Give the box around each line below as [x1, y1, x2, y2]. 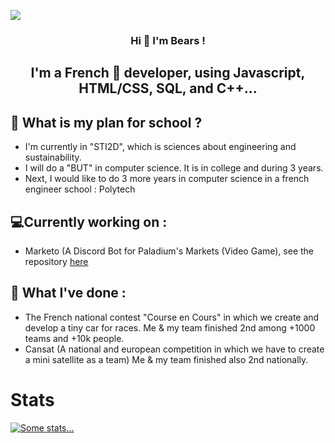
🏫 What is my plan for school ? [10, 114, 203, 131]
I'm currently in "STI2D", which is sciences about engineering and [24, 141, 297, 153]
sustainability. [24, 151, 82, 164]
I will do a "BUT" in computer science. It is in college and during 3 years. [24, 162, 324, 174]
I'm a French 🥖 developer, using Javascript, [30, 65, 306, 82]
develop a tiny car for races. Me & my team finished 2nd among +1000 [24, 321, 316, 334]
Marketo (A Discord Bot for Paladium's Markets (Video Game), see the [24, 245, 315, 257]
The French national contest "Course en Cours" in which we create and [24, 311, 320, 323]
